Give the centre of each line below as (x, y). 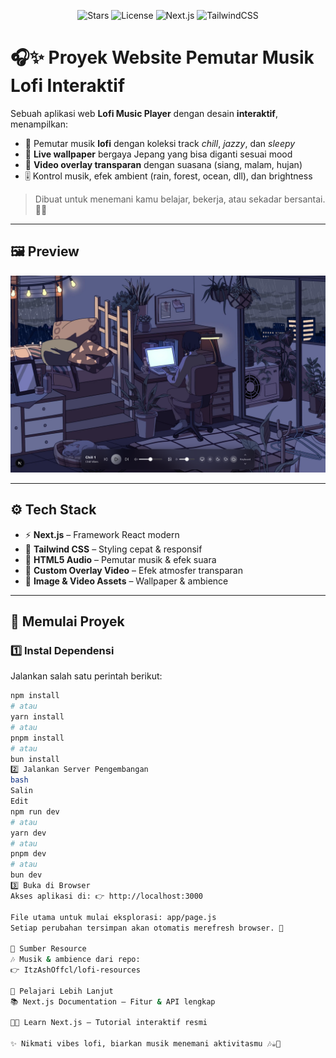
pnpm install (37, 738)
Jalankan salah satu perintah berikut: (86, 676)
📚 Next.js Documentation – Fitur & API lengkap (113, 1001)
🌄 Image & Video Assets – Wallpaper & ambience (126, 581)
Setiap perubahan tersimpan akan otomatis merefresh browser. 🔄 (147, 928)
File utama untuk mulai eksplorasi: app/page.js (113, 917)
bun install (35, 759)
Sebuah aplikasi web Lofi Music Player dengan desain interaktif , (144, 113)
